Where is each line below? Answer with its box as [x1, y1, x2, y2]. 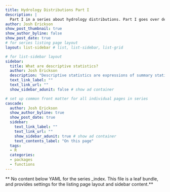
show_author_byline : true [10, 110, 65, 115]
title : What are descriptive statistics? [10, 64, 99, 69]
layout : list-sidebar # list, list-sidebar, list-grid [5, 45, 123, 50]
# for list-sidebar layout [5, 54, 62, 59]
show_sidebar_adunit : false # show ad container [10, 87, 114, 92]
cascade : [5, 101, 24, 106]
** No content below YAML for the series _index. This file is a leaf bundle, [5, 175, 158, 182]
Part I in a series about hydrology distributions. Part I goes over [10, 17, 159, 22]
